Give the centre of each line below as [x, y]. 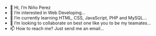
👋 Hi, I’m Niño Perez [30, 8]
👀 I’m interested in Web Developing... [48, 13]
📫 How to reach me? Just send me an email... [57, 28]
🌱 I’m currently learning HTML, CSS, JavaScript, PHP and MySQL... [78, 18]
